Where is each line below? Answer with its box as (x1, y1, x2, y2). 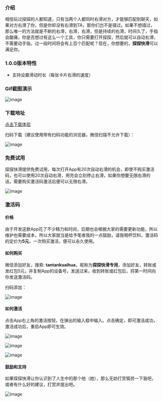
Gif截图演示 (5, 85, 33, 92)
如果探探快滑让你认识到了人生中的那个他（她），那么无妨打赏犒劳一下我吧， (5, 375, 156, 382)
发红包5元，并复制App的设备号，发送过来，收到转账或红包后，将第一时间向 (5, 268, 156, 274)
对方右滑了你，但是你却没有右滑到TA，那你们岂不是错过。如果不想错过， (9, 22, 155, 28)
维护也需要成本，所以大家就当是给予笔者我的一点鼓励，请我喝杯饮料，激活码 (5, 232, 158, 238)
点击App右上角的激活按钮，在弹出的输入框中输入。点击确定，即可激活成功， (5, 318, 158, 323)
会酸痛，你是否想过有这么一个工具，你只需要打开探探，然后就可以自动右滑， (5, 34, 158, 40)
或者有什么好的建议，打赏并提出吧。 (5, 382, 78, 387)
